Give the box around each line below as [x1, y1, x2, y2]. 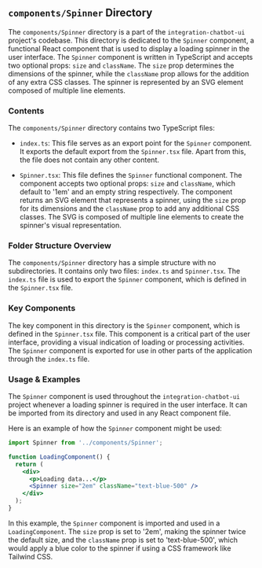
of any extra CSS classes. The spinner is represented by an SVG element [8, 77, 244, 87]
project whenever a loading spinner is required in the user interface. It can [8, 400, 248, 409]
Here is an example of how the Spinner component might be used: [8, 424, 222, 433]
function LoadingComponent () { [8, 452, 111, 461]
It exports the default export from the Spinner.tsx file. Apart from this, [19, 147, 246, 157]
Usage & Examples [8, 374, 81, 385]
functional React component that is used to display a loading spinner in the [8, 43, 249, 53]
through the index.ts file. [8, 354, 90, 363]
